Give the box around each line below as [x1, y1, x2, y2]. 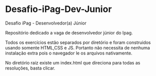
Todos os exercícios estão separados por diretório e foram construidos [5, 39, 151, 45]
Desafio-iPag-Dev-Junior [5, 3, 112, 15]
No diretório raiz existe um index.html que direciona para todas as [5, 59, 141, 65]
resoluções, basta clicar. [5, 65, 56, 71]
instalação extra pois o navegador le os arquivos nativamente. [5, 50, 133, 56]
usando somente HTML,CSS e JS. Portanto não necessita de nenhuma [5, 44, 151, 50]
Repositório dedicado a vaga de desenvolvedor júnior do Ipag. [5, 29, 133, 35]
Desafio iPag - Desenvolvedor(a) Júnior [5, 20, 87, 26]
